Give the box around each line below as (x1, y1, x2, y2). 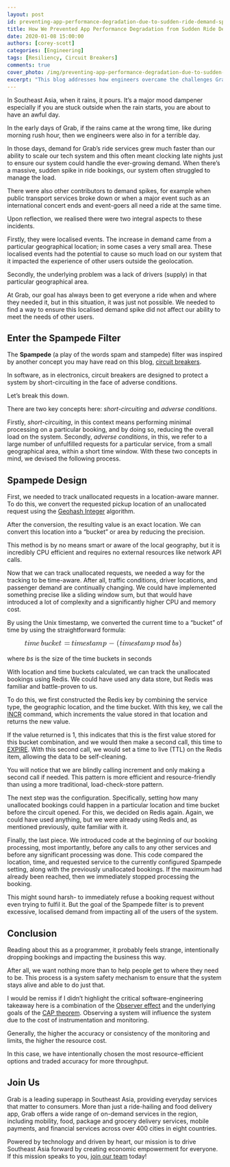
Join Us (7, 1077, 40, 1089)
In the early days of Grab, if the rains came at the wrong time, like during (7, 123, 212, 132)
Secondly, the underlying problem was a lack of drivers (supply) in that (7, 270, 207, 278)
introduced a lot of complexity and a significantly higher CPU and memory (7, 598, 216, 606)
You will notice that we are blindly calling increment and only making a (7, 766, 205, 774)
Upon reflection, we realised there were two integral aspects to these (7, 214, 202, 223)
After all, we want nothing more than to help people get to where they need (7, 966, 219, 974)
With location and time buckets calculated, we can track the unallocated (7, 668, 211, 676)
